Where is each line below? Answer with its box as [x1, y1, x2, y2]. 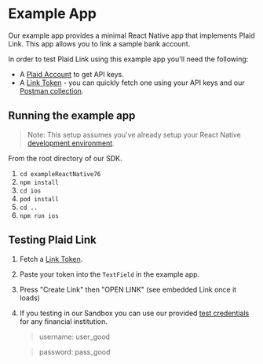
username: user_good [38, 332, 110, 341]
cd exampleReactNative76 [19, 170, 101, 178]
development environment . [27, 138, 115, 148]
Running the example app [8, 109, 136, 123]
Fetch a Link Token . [19, 254, 83, 263]
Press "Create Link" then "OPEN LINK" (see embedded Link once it [19, 285, 237, 294]
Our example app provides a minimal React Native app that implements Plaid [8, 31, 255, 40]
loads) [19, 292, 41, 303]
